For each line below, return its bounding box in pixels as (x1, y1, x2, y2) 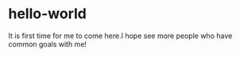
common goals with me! (8, 39, 87, 48)
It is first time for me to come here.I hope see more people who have (8, 31, 233, 40)
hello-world (8, 5, 87, 23)
